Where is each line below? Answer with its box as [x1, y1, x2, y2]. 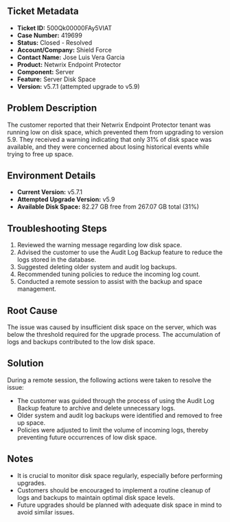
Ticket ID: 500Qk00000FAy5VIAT [16, 23, 112, 32]
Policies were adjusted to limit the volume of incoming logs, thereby [16, 426, 209, 434]
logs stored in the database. [16, 255, 97, 264]
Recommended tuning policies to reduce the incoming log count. [16, 270, 200, 278]
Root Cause [7, 304, 58, 316]
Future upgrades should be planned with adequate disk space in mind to [16, 501, 222, 509]
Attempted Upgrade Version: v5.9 [16, 196, 115, 204]
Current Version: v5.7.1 [16, 188, 83, 196]
